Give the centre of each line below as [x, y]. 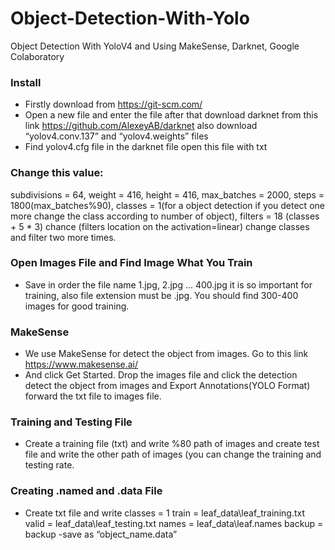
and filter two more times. [63, 237]
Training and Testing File [71, 422]
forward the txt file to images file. [93, 396]
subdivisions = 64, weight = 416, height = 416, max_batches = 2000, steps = [167, 194]
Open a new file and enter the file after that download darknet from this [171, 115]
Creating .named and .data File [86, 491]
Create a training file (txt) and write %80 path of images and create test [172, 444]
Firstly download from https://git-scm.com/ [113, 104]
